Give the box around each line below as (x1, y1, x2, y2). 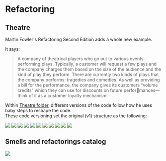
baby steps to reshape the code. (5, 108, 72, 113)
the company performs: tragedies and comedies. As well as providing (17, 77, 160, 82)
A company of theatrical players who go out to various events (17, 56, 144, 62)
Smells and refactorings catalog (5, 138, 106, 146)
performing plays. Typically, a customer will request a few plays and (17, 61, 157, 67)
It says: (5, 46, 20, 52)
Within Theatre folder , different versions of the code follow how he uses (5, 102, 153, 108)
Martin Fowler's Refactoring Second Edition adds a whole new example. (5, 36, 153, 42)
